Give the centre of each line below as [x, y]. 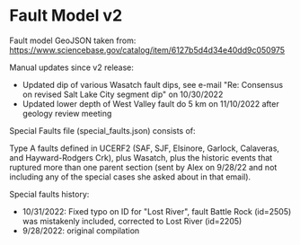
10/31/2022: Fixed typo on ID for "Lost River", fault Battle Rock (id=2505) [157, 211]
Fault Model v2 [66, 16]
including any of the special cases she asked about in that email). [130, 177]
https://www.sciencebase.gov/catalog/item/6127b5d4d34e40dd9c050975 [147, 49]
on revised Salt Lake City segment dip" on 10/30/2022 [123, 94]
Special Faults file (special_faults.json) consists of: [102, 130]
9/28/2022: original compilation [81, 231]
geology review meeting [67, 113]
